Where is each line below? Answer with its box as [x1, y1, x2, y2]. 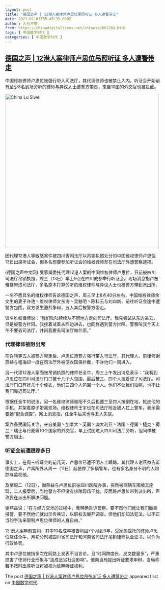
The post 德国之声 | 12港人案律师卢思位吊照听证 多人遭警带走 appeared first [5, 573, 158, 580]
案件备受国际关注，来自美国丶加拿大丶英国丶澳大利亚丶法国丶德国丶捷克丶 [5, 421, 156, 427]
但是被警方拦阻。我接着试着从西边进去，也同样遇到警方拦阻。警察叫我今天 [5, 321, 156, 327]
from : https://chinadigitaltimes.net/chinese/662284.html [5, 26, 126, 31]
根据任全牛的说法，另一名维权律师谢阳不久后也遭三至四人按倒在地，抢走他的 [5, 398, 160, 405]
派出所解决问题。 [18, 494, 53, 501]
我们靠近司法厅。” [5, 388, 40, 394]
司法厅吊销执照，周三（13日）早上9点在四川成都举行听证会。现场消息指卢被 [5, 275, 159, 281]
